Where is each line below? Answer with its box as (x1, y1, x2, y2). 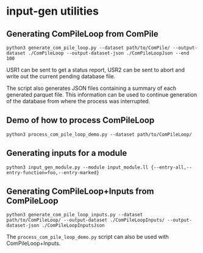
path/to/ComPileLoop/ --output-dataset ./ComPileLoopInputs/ (6, 217, 165, 224)
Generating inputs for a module (6, 148, 127, 158)
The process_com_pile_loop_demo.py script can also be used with (6, 233, 169, 241)
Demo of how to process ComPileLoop (6, 115, 155, 126)
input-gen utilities (6, 4, 99, 18)
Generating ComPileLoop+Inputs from (6, 186, 154, 197)
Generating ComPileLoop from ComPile (6, 29, 158, 39)
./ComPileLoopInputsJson (41, 222, 105, 229)
